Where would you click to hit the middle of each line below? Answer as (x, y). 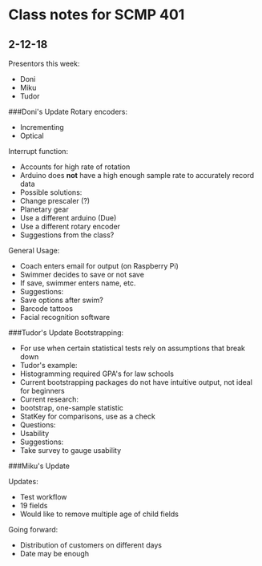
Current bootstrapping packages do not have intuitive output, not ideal (136, 382)
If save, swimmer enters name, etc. (78, 283)
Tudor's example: (48, 365)
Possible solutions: (51, 192)
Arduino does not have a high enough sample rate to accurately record (137, 175)
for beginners (42, 391)
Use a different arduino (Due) (68, 218)
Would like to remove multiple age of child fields (99, 514)
